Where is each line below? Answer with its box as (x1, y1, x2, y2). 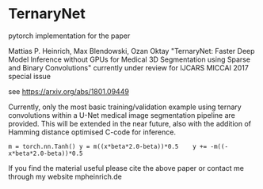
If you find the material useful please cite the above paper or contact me (8, 163, 244, 172)
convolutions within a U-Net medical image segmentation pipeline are (8, 110, 236, 119)
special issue (8, 71, 51, 81)
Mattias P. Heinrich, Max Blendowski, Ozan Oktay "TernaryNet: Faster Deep (8, 46, 255, 55)
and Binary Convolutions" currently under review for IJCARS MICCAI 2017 (8, 62, 250, 72)
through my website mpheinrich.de (8, 172, 123, 181)
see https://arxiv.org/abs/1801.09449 (8, 86, 129, 96)
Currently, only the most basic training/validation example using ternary (8, 102, 242, 112)
